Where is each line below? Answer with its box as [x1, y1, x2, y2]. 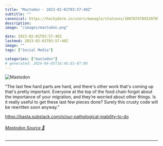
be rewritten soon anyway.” [5, 104, 60, 110]
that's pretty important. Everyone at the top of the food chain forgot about [5, 89, 153, 95]
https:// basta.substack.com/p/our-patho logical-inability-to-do [5, 114, 129, 120]
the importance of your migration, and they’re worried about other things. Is [5, 94, 156, 100]
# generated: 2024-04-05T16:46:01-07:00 [5, 61, 88, 66]
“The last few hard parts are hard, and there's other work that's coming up [5, 84, 154, 90]
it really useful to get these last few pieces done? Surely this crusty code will [5, 99, 158, 105]
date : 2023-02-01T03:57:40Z [5, 34, 62, 39]
